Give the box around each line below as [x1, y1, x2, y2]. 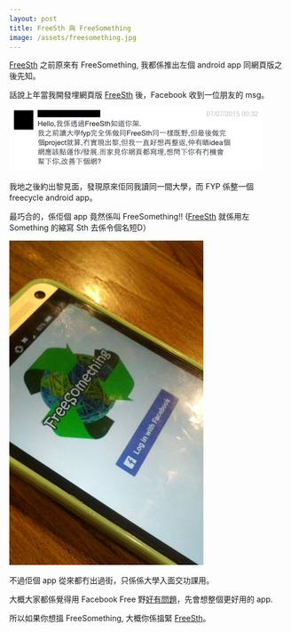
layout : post [9, 14, 58, 23]
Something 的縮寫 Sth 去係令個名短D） [9, 222, 151, 233]
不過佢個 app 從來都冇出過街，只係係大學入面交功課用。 [9, 575, 215, 586]
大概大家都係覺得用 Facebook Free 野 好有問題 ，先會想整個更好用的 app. [9, 594, 273, 604]
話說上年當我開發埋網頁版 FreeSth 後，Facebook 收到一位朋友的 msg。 [9, 90, 270, 100]
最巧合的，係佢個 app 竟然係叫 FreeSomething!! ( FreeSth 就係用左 [9, 212, 250, 222]
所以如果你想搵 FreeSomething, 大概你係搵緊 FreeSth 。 [9, 613, 211, 624]
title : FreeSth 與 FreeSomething [9, 23, 131, 33]
